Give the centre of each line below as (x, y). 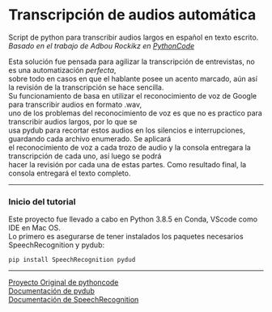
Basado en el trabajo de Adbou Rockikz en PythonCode (102, 45)
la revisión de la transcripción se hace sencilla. (86, 87)
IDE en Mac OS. (34, 228)
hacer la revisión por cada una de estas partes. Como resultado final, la (127, 164)
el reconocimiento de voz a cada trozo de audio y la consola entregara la (130, 147)
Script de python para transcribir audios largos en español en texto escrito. (134, 37)
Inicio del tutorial (42, 201)
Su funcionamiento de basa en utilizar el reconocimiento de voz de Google (133, 95)
